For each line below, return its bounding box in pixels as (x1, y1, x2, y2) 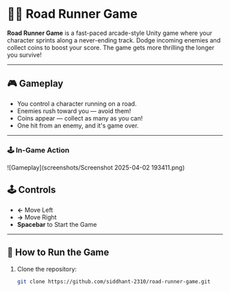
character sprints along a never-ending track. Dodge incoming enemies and (7, 36, 221, 44)
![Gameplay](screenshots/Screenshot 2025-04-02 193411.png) (7, 164, 185, 172)
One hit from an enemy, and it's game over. (16, 121, 139, 130)
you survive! (7, 51, 42, 59)
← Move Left (16, 206, 53, 214)
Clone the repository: (16, 265, 77, 273)
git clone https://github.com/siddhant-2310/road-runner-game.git (16, 278, 211, 285)
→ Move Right (16, 212, 57, 221)
